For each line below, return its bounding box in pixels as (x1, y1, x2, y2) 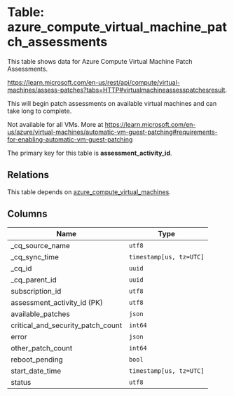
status (11, 377, 32, 387)
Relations (7, 169, 50, 181)
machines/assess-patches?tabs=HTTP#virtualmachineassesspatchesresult (7, 86, 226, 94)
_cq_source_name (11, 240, 70, 250)
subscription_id (11, 286, 62, 296)
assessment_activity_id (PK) (11, 297, 104, 307)
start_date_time (11, 366, 62, 376)
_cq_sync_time (11, 252, 60, 261)
